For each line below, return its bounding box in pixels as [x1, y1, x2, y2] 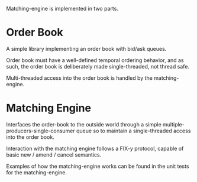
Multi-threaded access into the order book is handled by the [6, 74, 153, 82]
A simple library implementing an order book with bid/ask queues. [6, 45, 167, 52]
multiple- [162, 121, 185, 128]
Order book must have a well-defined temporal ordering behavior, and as [6, 56, 185, 64]
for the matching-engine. [6, 168, 67, 176]
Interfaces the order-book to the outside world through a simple [6, 121, 162, 128]
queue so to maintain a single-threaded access [76, 127, 191, 134]
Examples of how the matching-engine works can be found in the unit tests [6, 162, 189, 170]
